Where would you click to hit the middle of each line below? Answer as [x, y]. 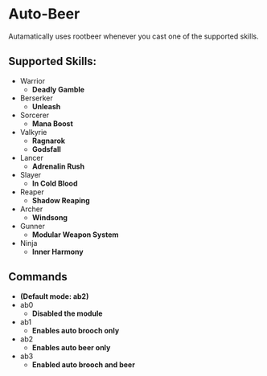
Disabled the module [67, 313]
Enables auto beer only [71, 347]
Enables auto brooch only [76, 330]
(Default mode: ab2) [54, 296]
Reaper [32, 192]
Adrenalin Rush [58, 166]
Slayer [31, 174]
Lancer [32, 157]
